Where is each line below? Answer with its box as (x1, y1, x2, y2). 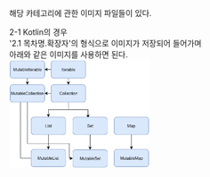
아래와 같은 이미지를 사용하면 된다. (9, 49, 128, 60)
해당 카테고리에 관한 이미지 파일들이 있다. (9, 8, 152, 18)
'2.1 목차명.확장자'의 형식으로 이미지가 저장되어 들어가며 (9, 38, 202, 48)
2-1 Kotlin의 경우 (9, 27, 69, 38)
